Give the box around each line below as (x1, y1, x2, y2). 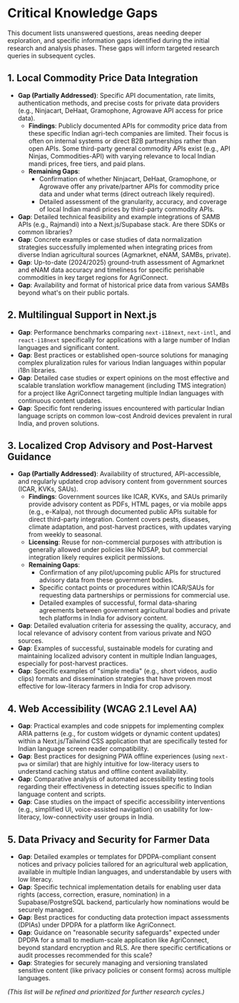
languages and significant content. (17, 343, 120, 351)
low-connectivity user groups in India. (42, 812, 155, 822)
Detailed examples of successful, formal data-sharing (39, 598, 198, 608)
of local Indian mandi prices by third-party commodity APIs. (39, 205, 215, 213)
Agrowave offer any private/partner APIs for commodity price (39, 182, 220, 191)
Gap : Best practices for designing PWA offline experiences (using (17, 752, 211, 761)
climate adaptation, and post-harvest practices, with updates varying (28, 523, 232, 531)
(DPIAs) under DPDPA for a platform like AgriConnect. (17, 921, 176, 929)
